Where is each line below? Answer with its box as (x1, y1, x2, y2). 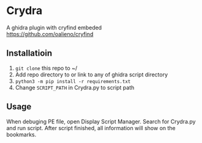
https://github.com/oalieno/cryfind (6, 30, 94, 37)
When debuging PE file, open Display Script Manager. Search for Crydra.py (6, 117, 196, 125)
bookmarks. (6, 131, 37, 138)
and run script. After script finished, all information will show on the (6, 124, 176, 131)
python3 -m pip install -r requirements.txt (15, 78, 131, 84)
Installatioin (6, 48, 53, 59)
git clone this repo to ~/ (15, 64, 78, 71)
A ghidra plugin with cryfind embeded (6, 24, 102, 31)
